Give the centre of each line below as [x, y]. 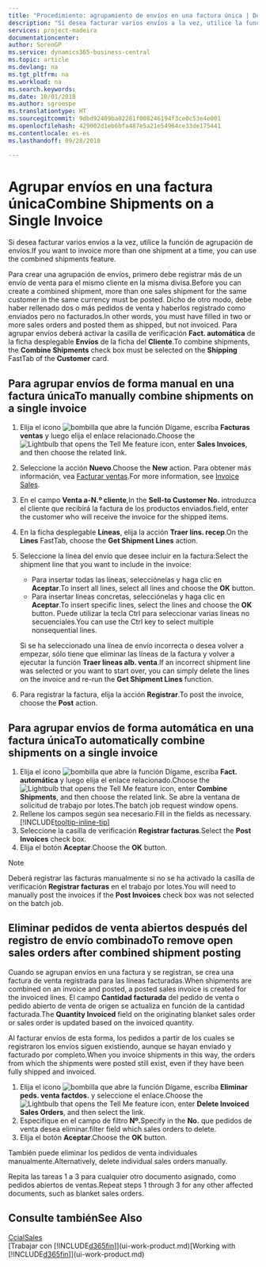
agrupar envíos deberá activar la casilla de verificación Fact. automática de [132, 333]
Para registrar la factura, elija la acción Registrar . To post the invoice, [131, 694]
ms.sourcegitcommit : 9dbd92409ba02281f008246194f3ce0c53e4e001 [115, 119]
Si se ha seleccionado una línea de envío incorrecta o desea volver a [131, 645]
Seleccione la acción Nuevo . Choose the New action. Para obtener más [135, 468]
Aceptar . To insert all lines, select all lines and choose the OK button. [143, 588]
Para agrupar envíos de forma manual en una [122, 384]
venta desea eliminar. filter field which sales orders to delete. [118, 1128]
